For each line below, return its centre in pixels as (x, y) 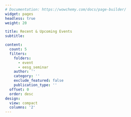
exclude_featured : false (39, 81)
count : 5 (18, 49)
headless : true (20, 18)
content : (14, 45)
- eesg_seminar (33, 67)
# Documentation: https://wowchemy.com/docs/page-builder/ (66, 9)
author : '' (25, 72)
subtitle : (15, 36)
